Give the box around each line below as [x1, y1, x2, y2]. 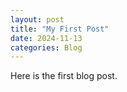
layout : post [10, 14, 65, 25]
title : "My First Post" [10, 24, 110, 34]
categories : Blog [10, 42, 83, 53]
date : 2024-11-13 [10, 33, 83, 43]
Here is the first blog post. [10, 70, 118, 82]
